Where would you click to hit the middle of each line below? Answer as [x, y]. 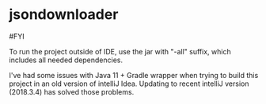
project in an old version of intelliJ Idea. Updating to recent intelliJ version [129, 84]
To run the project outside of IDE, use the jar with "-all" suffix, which [120, 51]
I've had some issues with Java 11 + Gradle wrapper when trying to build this [134, 75]
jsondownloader [64, 15]
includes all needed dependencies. [66, 60]
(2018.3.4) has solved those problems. [72, 91]
